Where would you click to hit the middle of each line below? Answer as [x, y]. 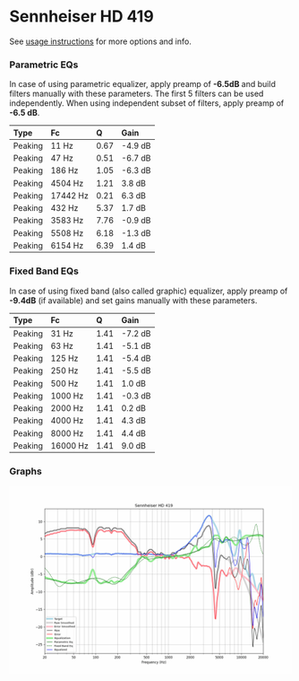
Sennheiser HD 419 [81, 17]
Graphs [26, 471]
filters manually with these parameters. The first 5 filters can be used [137, 94]
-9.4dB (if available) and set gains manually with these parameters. [133, 300]
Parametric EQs [44, 65]
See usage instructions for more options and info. [101, 41]
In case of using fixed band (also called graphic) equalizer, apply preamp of [149, 291]
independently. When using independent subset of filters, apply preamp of [147, 103]
